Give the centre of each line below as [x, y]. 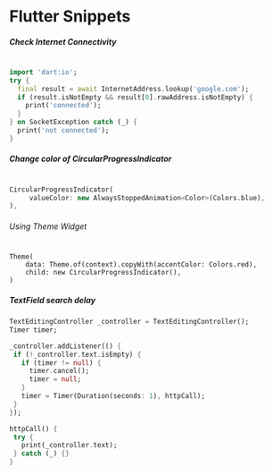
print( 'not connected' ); [63, 131]
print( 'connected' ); [63, 106]
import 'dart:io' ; [43, 72]
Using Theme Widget [48, 226]
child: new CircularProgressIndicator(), [103, 273]
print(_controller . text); [69, 445]
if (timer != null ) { [61, 363]
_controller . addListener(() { [66, 346]
